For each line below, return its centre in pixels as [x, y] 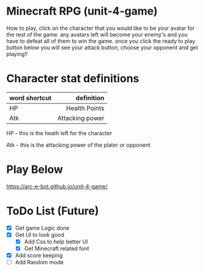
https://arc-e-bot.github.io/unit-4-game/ [57, 186]
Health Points [85, 108]
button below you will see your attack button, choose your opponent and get [102, 48]
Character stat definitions [73, 79]
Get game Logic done [42, 228]
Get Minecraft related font [57, 248]
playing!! [17, 54]
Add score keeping [39, 255]
